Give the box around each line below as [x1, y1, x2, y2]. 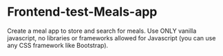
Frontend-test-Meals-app [7, 4, 158, 20]
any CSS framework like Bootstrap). [7, 41, 109, 49]
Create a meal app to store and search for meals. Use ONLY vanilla [7, 27, 197, 35]
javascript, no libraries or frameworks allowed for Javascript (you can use [7, 33, 216, 42]
